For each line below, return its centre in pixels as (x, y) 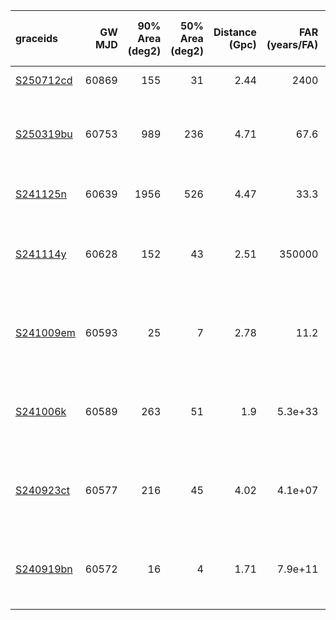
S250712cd (44, 80)
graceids (37, 38)
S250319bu (44, 134)
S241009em (45, 332)
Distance (235, 32)
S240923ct (42, 490)
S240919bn (44, 569)
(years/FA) (292, 44)
